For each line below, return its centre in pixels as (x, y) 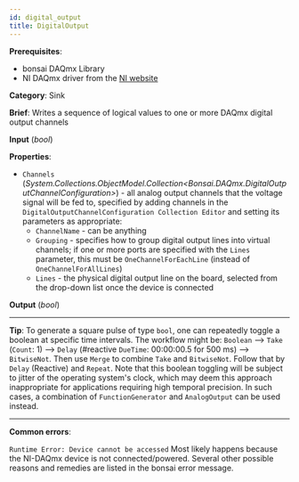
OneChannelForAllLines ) (79, 268)
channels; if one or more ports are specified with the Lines (143, 249)
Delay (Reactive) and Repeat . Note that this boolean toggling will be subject (146, 368)
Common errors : (40, 431)
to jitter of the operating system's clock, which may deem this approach (141, 377)
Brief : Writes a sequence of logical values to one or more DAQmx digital (141, 112)
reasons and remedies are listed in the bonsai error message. (121, 468)
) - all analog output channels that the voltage (199, 192)
